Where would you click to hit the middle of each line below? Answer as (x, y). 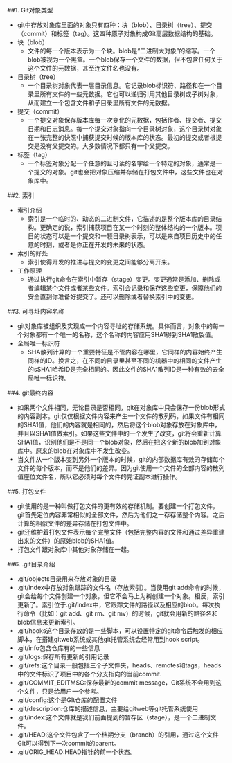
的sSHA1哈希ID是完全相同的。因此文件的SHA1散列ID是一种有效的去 (123, 369)
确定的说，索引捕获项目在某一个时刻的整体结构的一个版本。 (131, 227)
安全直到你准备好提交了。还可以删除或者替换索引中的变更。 (113, 297)
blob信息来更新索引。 (48, 622)
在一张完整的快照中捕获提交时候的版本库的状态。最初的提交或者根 (122, 137)
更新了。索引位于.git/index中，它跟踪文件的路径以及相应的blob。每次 (116, 605)
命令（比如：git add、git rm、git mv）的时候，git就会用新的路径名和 (121, 613)
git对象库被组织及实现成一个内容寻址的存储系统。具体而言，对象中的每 (118, 326)
